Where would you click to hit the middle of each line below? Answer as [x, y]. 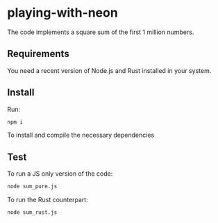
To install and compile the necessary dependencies [81, 135]
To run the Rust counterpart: [48, 200]
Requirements [38, 54]
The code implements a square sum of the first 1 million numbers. [101, 32]
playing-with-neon [62, 13]
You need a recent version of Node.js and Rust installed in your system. [109, 70]
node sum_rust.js [32, 213]
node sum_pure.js [32, 187]
